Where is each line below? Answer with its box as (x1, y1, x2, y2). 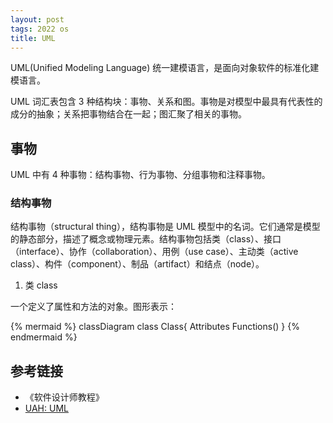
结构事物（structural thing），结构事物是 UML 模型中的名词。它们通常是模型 (10, 221, 321, 233)
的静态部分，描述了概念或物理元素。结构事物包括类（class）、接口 (10, 233, 282, 245)
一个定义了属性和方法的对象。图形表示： (10, 301, 177, 313)
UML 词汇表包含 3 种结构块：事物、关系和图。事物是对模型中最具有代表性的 (10, 96, 323, 108)
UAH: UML (24, 402, 69, 415)
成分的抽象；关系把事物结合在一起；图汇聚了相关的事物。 (10, 108, 247, 120)
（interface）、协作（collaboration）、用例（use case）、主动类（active (10, 246, 299, 258)
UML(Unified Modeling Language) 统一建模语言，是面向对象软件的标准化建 (10, 62, 320, 74)
